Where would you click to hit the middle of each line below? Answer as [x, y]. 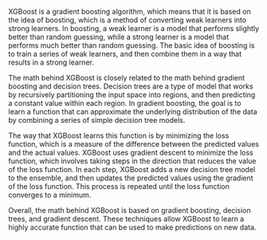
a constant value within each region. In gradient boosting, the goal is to [125, 103]
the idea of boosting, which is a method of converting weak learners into [128, 20]
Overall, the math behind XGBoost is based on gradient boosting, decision [130, 210]
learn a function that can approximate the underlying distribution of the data [133, 112]
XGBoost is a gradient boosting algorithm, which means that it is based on [130, 12]
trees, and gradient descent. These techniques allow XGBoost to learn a [126, 219]
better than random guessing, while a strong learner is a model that [119, 37]
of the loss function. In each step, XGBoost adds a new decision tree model [132, 169]
